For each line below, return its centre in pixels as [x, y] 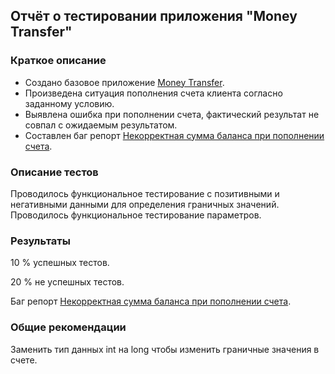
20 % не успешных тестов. [67, 282]
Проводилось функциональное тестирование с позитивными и [145, 193]
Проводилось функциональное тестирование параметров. [136, 215]
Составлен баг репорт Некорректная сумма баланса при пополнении [174, 135]
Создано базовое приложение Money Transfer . [124, 82]
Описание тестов [54, 172]
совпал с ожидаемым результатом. [101, 125]
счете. [24, 360]
